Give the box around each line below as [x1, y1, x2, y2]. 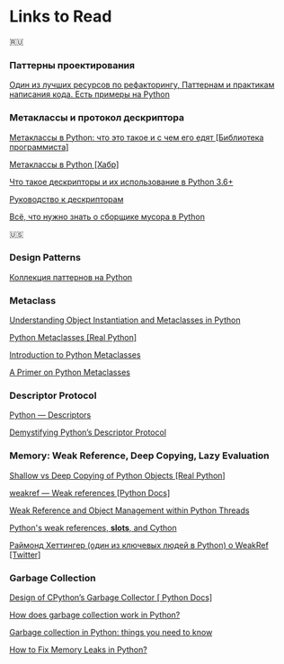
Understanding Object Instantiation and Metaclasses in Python [9, 314, 241, 325]
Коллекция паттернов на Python [9, 271, 133, 282]
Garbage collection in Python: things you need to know [9, 627, 213, 638]
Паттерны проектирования [9, 58, 136, 71]
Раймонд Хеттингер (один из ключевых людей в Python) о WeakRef [9, 539, 270, 550]
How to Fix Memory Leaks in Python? [9, 644, 148, 655]
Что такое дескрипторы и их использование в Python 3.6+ [9, 176, 234, 187]
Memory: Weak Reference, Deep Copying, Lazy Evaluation [9, 449, 270, 462]
